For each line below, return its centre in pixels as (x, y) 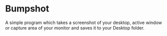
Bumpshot (27, 9)
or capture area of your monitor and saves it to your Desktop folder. (75, 27)
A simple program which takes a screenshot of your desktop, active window (83, 22)
